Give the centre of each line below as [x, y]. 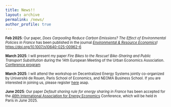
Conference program [23, 65]
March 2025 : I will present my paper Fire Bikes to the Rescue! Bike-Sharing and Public [78, 56]
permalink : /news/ [25, 19]
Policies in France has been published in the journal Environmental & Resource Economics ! [82, 43]
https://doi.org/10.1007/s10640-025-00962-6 [43, 47]
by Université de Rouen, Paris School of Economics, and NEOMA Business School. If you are [83, 78]
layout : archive [22, 15]
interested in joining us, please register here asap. [47, 83]
